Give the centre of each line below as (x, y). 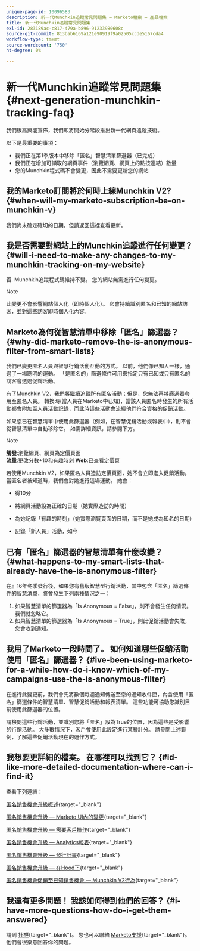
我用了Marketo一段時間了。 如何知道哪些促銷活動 (97, 649)
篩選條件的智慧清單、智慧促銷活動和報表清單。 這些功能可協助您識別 (101, 702)
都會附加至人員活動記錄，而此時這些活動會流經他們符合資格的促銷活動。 (100, 408)
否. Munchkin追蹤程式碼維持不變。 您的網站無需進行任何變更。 (83, 280)
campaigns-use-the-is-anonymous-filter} (86, 679)
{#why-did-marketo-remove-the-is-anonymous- (99, 341)
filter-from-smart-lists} (51, 351)
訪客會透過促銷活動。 (32, 381)
